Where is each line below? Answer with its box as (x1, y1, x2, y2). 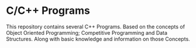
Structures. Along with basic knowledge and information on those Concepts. (6, 35, 190, 42)
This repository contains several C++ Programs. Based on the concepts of (6, 23, 185, 30)
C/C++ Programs (6, 4, 91, 17)
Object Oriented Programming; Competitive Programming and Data (6, 29, 168, 36)
